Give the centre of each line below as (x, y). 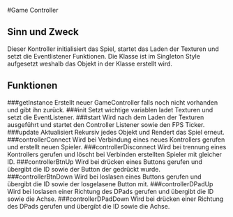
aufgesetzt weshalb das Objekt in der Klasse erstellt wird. (90, 63)
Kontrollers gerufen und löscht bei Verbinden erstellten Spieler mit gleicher (114, 154)
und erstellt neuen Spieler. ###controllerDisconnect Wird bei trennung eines (117, 147)
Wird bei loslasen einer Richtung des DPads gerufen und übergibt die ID (111, 191)
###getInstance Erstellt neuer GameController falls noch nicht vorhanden (113, 102)
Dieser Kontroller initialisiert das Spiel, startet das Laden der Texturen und (113, 49)
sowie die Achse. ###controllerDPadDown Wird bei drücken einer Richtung (115, 199)
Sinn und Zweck (43, 32)
